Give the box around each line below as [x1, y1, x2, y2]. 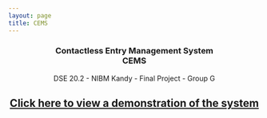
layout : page [8, 11, 52, 20]
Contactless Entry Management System [54, 45, 214, 57]
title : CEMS [8, 19, 48, 27]
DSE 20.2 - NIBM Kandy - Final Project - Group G [53, 73, 216, 83]
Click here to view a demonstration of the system [9, 96, 260, 110]
